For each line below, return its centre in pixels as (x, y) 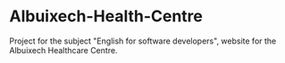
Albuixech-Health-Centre (106, 16)
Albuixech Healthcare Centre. (63, 50)
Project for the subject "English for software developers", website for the (143, 41)
